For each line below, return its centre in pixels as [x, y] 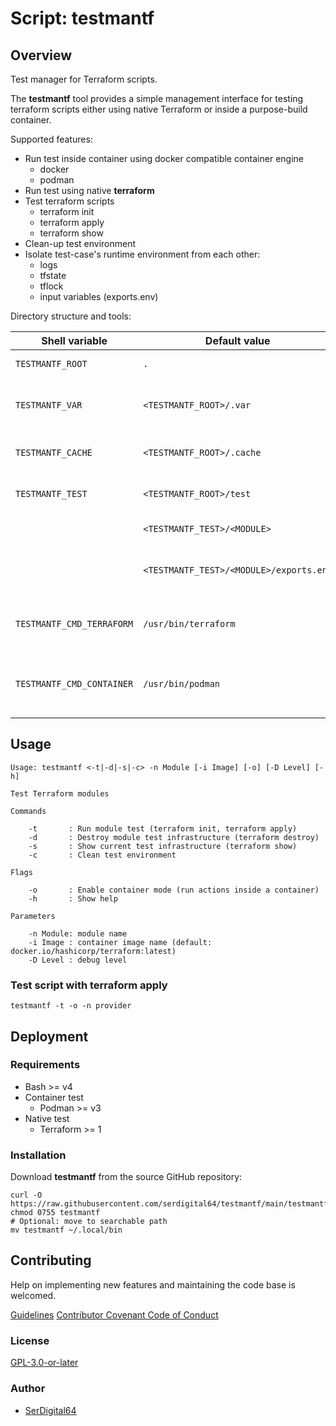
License [30, 1340]
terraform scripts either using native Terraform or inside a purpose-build [159, 109]
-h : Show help [73, 898]
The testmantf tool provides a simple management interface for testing [157, 98]
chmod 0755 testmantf [55, 1213]
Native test [47, 1118]
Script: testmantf [82, 18]
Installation [38, 1155]
